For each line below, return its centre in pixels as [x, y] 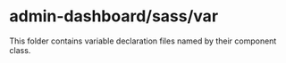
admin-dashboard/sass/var [114, 16]
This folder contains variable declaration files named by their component [143, 41]
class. [20, 50]
